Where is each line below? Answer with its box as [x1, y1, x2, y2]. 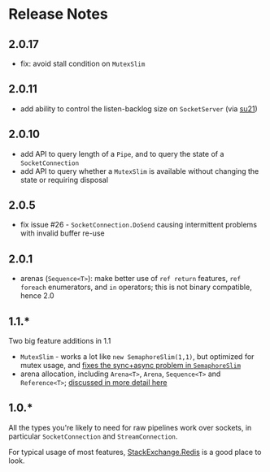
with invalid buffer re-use [20, 228, 105, 238]
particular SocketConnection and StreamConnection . [8, 431, 178, 441]
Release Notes [8, 5, 108, 24]
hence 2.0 [20, 291, 54, 301]
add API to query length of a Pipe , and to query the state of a [20, 149, 224, 158]
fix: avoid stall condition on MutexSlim [20, 58, 146, 68]
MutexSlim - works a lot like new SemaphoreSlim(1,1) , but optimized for [20, 352, 255, 362]
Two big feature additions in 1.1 [8, 336, 111, 346]
